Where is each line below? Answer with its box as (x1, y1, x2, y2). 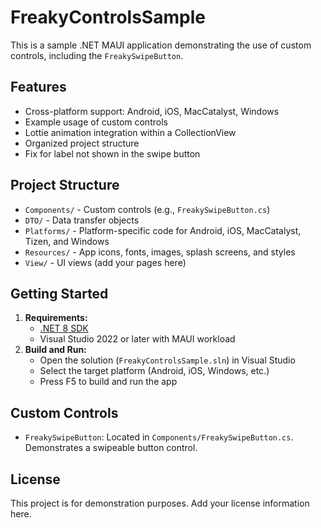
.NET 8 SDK (39, 322, 89, 335)
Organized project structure (24, 137, 140, 149)
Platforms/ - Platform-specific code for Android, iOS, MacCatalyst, (24, 224, 302, 236)
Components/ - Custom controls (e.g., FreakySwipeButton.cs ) (24, 203, 271, 215)
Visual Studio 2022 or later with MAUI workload (39, 333, 236, 345)
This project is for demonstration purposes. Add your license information (10, 497, 310, 509)
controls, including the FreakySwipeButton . (10, 49, 184, 61)
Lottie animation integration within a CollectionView (24, 126, 237, 138)
